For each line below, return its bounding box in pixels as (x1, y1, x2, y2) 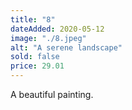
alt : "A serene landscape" (10, 42, 123, 53)
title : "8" (10, 14, 56, 25)
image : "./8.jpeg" (10, 33, 87, 43)
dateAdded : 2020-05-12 (10, 24, 105, 34)
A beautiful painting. (10, 89, 94, 100)
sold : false (10, 52, 60, 62)
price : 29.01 (10, 61, 65, 71)
